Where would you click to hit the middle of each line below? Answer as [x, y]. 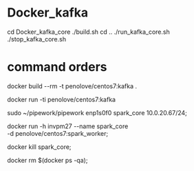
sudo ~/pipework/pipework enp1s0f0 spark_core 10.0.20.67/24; [97, 112]
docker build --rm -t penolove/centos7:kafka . [72, 86]
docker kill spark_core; [39, 147]
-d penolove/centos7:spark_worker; [58, 133]
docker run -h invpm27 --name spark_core [68, 126]
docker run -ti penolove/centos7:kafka [61, 99]
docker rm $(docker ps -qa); [47, 160]
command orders [57, 67]
